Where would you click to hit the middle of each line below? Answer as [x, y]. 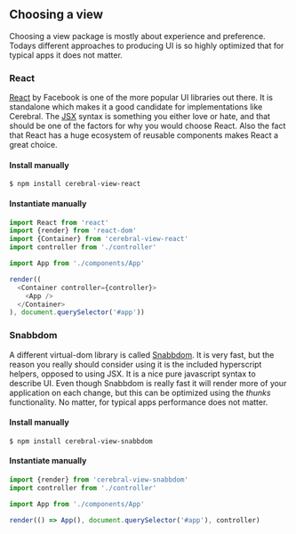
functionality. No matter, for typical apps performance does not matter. [139, 402]
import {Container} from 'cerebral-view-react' [99, 239]
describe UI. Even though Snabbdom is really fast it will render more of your [148, 383]
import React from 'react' [59, 222]
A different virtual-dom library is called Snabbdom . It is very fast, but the [142, 354]
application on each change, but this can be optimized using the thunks [140, 392]
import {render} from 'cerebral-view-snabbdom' [99, 480]
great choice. [33, 145]
